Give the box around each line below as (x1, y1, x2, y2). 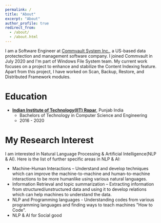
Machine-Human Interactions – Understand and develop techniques (12, 165, 149, 171)
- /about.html (9, 35, 38, 40)
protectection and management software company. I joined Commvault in (5, 53, 153, 59)
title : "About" (5, 12, 36, 17)
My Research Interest (5, 135, 94, 146)
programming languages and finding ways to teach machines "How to (12, 201, 153, 208)
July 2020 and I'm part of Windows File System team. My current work (5, 58, 148, 64)
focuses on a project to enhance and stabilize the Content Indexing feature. (5, 63, 157, 69)
